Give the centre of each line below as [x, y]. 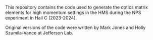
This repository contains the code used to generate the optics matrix [76, 7]
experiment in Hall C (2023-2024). [41, 18]
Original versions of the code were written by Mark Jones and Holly [75, 27]
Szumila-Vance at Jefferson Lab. [39, 33]
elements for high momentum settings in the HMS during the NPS [73, 12]
